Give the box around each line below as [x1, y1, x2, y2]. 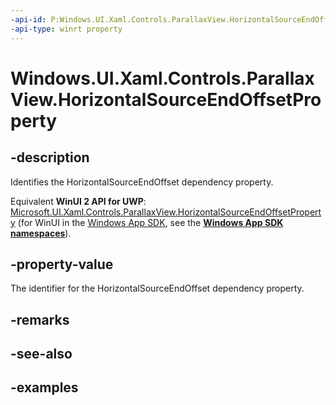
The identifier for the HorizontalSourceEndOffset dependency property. [10, 282, 305, 295]
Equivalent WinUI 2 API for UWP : [10, 195, 147, 207]
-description [10, 149, 90, 166]
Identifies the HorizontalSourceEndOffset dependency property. [10, 176, 274, 188]
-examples [10, 379, 79, 396]
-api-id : [10, 14, 47, 25]
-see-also [10, 346, 73, 363]
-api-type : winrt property [10, 24, 123, 34]
